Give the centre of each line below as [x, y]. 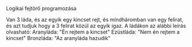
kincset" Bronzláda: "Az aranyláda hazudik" [58, 38]
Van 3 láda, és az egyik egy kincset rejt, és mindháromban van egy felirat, [95, 19]
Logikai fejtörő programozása [41, 8]
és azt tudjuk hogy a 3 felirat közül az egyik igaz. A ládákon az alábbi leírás [96, 26]
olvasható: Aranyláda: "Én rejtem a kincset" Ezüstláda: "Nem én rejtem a [93, 32]
